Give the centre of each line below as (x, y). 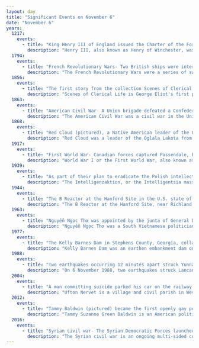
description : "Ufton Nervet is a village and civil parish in (106, 292)
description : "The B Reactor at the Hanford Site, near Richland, (111, 204)
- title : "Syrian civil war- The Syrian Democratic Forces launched (108, 331)
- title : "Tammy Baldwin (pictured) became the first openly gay (104, 309)
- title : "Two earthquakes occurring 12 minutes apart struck (100, 265)
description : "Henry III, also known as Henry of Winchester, (106, 50)
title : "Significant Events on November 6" (61, 17)
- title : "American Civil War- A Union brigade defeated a (96, 111)
